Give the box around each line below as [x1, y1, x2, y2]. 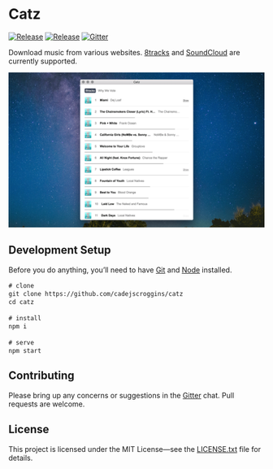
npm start [8, 346, 42, 354]
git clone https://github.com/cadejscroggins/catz [8, 289, 184, 297]
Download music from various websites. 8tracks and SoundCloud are [8, 47, 240, 57]
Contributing [8, 369, 75, 383]
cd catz [8, 297, 35, 306]
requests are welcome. [8, 399, 85, 409]
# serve [8, 338, 35, 346]
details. [8, 453, 33, 462]
